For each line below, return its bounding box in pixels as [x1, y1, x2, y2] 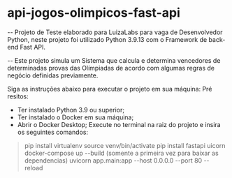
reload [24, 163, 43, 172]
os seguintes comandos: [17, 128, 89, 136]
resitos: [7, 92, 29, 101]
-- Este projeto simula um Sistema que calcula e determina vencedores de [7, 56, 221, 64]
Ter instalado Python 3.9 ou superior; [17, 105, 124, 114]
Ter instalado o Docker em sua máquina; [17, 113, 134, 121]
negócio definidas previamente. [7, 71, 99, 80]
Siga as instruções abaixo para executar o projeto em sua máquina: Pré [7, 84, 212, 93]
